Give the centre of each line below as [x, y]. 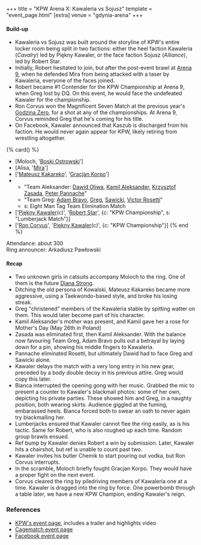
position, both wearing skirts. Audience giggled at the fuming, [91, 405]
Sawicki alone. [33, 360]
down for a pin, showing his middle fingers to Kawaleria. [84, 347]
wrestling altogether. [40, 138]
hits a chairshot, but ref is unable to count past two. [79, 449]
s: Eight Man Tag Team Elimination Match [75, 206]
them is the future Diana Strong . [54, 283]
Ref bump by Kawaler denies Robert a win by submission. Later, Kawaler [104, 443]
